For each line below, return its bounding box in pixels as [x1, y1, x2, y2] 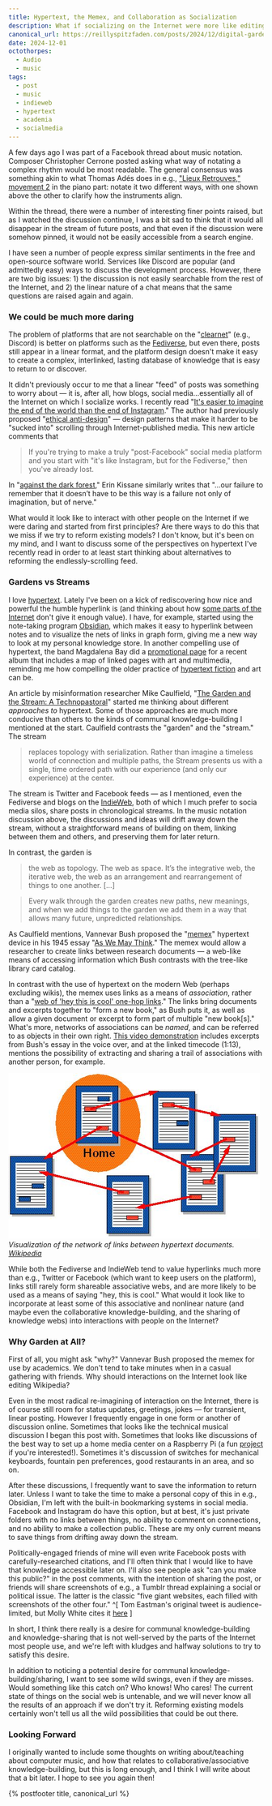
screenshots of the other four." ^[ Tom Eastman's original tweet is [8, 1599, 227, 1609]
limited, [8, 1608, 33, 1618]
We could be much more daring [8, 311, 134, 322]
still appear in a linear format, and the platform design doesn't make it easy [8, 347, 258, 357]
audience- [227, 1599, 262, 1609]
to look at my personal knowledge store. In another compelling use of [8, 637, 240, 648]
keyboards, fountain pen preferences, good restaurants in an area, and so [8, 1456, 255, 1465]
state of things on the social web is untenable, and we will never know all [8, 1691, 252, 1701]
